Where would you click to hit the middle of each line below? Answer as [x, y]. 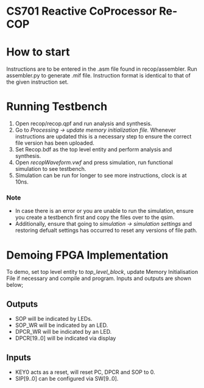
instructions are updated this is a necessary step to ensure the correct [103, 137]
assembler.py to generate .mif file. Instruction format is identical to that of [98, 76]
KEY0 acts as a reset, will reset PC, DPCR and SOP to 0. [85, 372]
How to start [38, 52]
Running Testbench [57, 106]
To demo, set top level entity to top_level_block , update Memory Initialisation [102, 272]
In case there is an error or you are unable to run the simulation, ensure [104, 211]
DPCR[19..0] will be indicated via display [65, 338]
